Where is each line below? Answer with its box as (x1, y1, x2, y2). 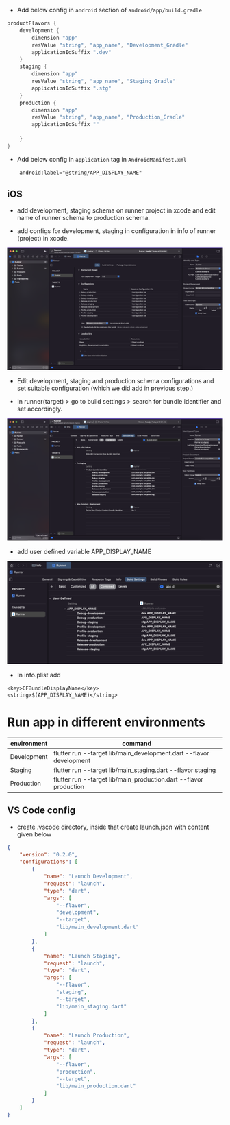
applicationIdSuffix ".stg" (31, 85, 112, 92)
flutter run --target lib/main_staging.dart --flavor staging (53, 766, 216, 774)
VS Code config (7, 805, 76, 816)
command (122, 739, 152, 747)
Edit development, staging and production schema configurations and (16, 376, 214, 385)
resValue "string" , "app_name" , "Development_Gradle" (31, 41, 188, 49)
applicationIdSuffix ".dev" (31, 49, 112, 56)
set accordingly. (16, 404, 63, 413)
